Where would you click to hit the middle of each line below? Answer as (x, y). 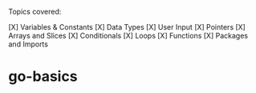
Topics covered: (35, 12)
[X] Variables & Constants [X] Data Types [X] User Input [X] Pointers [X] (127, 27)
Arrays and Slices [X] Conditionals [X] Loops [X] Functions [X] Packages (128, 36)
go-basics (43, 77)
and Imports (28, 44)
